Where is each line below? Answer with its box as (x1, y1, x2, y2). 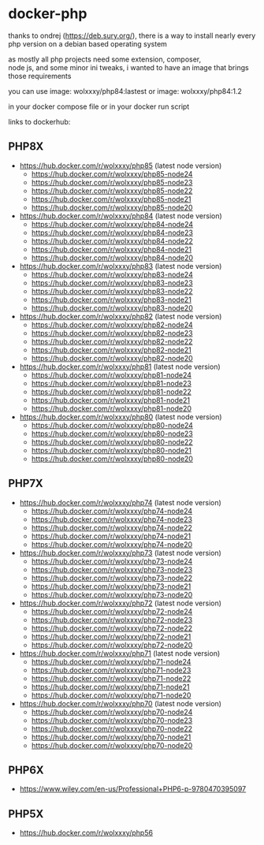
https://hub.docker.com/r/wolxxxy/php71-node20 (31, 691, 191, 700)
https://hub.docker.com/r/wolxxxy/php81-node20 (31, 404, 191, 413)
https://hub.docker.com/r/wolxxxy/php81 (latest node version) (19, 362, 221, 371)
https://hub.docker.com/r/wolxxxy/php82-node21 (31, 344, 191, 355)
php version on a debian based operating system (8, 39, 168, 48)
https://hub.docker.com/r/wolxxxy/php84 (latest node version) (19, 210, 222, 221)
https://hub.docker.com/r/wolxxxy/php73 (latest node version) (19, 548, 222, 557)
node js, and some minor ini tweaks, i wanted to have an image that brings (8, 62, 250, 72)
